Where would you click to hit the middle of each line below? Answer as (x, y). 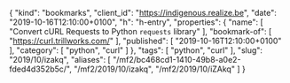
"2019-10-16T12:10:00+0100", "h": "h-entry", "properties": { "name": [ (136, 22)
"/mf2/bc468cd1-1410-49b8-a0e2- (176, 60)
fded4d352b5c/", (41, 69)
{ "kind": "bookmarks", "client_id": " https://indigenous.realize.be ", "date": (143, 13)
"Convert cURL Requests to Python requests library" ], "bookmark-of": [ (141, 31)
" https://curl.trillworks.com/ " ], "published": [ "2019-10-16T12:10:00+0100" (145, 41)
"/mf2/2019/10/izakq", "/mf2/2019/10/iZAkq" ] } (160, 69)
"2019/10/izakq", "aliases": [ (60, 60)
